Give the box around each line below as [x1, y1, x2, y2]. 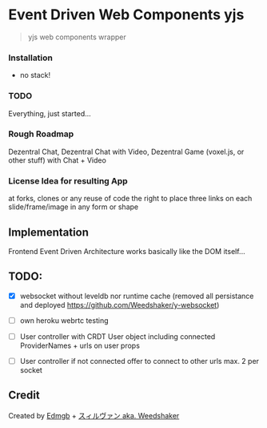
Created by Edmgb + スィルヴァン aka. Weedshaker [8, 410, 180, 420]
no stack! [19, 71, 51, 80]
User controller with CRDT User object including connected [19, 331, 216, 341]
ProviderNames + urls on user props [19, 341, 140, 350]
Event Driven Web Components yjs [8, 6, 245, 24]
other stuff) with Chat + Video [8, 155, 106, 165]
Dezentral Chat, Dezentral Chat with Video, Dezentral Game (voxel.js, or [8, 147, 245, 156]
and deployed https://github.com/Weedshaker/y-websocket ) [19, 300, 220, 309]
